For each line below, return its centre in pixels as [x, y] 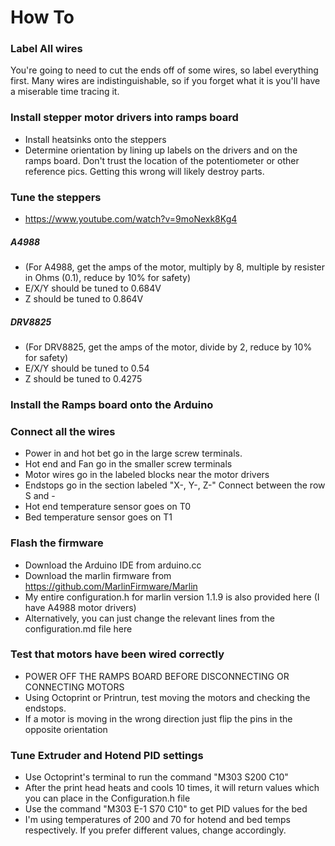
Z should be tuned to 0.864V [84, 299]
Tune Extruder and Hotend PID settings [107, 755]
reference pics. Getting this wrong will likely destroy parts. [144, 171]
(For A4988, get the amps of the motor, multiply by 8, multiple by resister [175, 267]
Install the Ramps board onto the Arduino [112, 404]
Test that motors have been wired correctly [117, 654]
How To [42, 17]
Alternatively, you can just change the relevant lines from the [150, 618]
